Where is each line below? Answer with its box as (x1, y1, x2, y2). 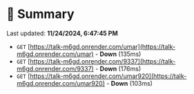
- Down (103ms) (106, 79, 153, 87)
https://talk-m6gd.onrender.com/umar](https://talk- (30, 42, 176, 50)
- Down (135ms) (95, 50, 142, 58)
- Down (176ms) (95, 64, 142, 73)
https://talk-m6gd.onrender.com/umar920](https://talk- (30, 72, 187, 80)
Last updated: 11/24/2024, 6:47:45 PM (6, 29, 118, 37)
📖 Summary (6, 6, 75, 22)
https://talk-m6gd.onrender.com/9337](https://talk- (30, 57, 176, 65)
